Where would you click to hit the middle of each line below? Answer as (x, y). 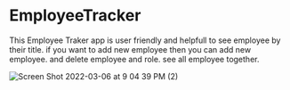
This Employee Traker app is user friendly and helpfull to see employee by (145, 40)
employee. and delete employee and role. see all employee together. (134, 59)
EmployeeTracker (75, 16)
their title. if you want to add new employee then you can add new (130, 49)
